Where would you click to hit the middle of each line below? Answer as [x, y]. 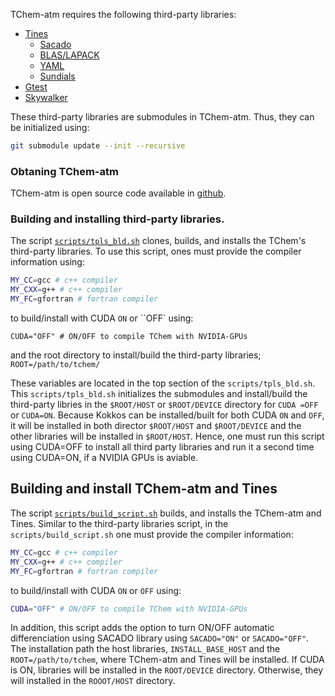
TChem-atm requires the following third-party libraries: [123, 14]
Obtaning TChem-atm [64, 171]
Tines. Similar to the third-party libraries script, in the [119, 523]
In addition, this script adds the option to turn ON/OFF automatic [142, 628]
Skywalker [46, 97]
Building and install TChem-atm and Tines [144, 489]
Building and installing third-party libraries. [117, 219]
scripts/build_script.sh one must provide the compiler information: [152, 534]
